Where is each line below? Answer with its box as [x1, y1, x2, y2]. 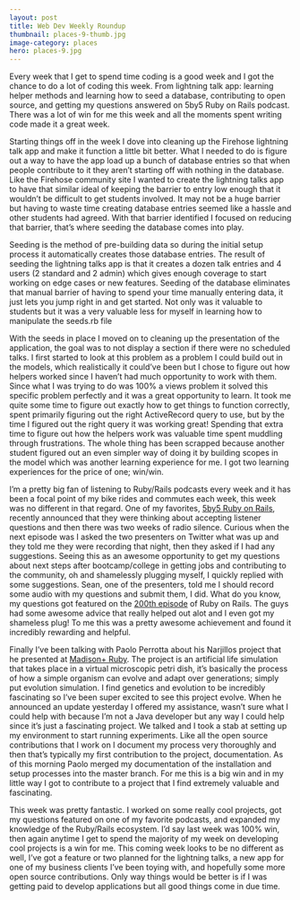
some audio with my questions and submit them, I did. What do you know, [9, 589, 282, 599]
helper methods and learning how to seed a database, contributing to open [9, 91, 286, 101]
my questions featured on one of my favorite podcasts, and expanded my [9, 814, 280, 826]
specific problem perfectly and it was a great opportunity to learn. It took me [9, 390, 292, 401]
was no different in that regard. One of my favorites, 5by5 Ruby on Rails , [9, 503, 276, 514]
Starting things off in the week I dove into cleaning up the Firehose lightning [9, 136, 289, 147]
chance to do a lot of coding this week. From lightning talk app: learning [9, 81, 274, 92]
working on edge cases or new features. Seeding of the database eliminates [9, 277, 291, 288]
